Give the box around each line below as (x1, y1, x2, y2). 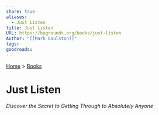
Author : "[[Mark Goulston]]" (6, 36, 77, 41)
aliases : (6, 14, 27, 20)
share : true (6, 8, 35, 15)
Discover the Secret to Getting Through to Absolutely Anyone (6, 102, 154, 109)
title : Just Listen (6, 25, 54, 31)
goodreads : (6, 47, 33, 53)
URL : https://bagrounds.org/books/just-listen (6, 30, 122, 36)
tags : (6, 41, 19, 47)
